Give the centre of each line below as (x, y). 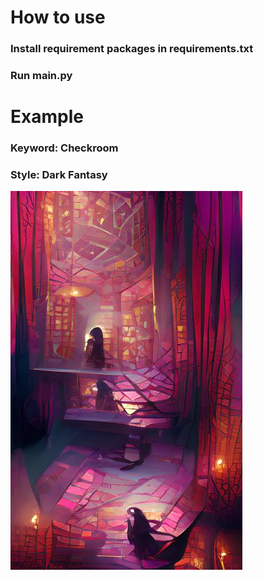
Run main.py (41, 76)
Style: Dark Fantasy (59, 175)
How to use (58, 17)
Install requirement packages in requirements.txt (132, 49)
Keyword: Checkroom (64, 148)
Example (47, 117)
